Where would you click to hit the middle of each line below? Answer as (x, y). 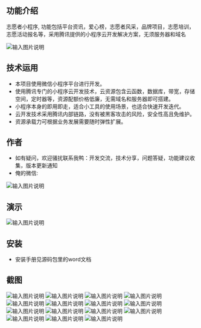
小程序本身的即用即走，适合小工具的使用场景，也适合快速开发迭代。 (100, 106)
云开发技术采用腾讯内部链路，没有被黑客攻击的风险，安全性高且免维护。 (105, 114)
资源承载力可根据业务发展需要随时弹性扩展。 (71, 121)
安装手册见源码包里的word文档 (53, 260)
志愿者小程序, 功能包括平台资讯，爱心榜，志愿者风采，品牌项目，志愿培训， (100, 27)
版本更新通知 (42, 166)
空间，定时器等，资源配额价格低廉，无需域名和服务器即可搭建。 (94, 99)
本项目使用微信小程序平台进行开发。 (60, 84)
